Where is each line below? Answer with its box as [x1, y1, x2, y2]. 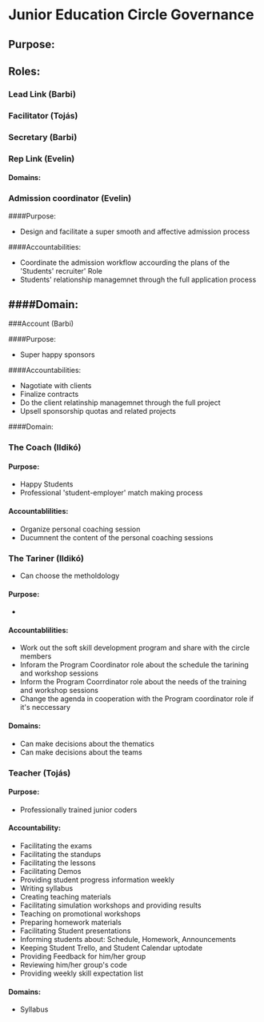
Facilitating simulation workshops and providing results [19, 900, 202, 910]
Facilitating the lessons [19, 858, 96, 868]
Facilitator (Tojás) [8, 110, 78, 121]
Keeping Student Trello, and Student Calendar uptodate [19, 943, 202, 952]
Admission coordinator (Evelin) [8, 193, 132, 204]
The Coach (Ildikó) [8, 442, 82, 453]
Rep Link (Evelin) [8, 153, 75, 164]
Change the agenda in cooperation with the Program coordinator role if [19, 694, 254, 703]
